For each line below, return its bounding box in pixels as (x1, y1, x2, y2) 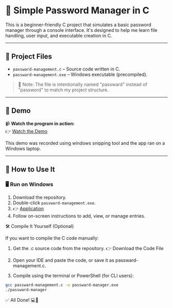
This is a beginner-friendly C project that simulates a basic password (5, 22, 151, 28)
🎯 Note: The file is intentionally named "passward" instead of (18, 81, 148, 87)
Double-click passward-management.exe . (12, 200, 96, 206)
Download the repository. (12, 195, 67, 201)
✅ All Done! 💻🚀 (5, 297, 39, 303)
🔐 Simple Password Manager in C (5, 5, 149, 16)
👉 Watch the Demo (5, 128, 48, 134)
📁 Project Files (5, 52, 53, 61)
